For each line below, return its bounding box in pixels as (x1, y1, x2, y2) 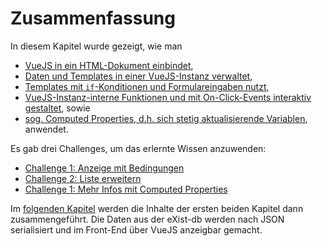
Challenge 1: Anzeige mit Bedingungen (24, 162, 185, 174)
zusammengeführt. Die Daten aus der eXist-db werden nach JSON (10, 213, 285, 225)
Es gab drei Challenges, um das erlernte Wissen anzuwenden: (10, 142, 267, 154)
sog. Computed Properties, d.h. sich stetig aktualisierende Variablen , (24, 112, 308, 124)
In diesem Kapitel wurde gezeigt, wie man (10, 40, 183, 52)
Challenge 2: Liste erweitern (24, 172, 142, 184)
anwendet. (24, 123, 69, 135)
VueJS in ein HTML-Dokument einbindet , (24, 59, 194, 71)
